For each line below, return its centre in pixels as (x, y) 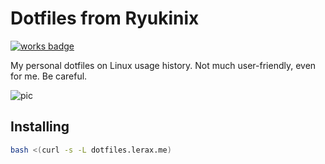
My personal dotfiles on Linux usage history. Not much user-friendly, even (163, 65)
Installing (40, 127)
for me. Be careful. (49, 76)
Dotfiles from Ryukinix (105, 18)
